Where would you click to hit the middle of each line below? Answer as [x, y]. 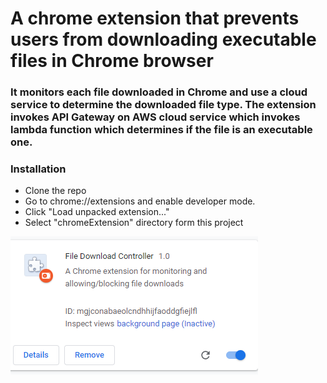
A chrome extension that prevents [155, 18]
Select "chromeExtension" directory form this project [134, 223]
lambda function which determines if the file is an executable [161, 130]
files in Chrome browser [112, 61]
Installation [38, 169]
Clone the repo [55, 191]
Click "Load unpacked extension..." [97, 212]
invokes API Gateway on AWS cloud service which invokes [155, 117]
